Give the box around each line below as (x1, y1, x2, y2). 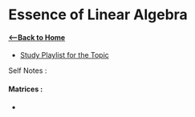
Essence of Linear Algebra (8, 6, 189, 24)
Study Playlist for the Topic (19, 50, 110, 60)
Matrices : (8, 84, 43, 94)
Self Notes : (8, 66, 47, 75)
